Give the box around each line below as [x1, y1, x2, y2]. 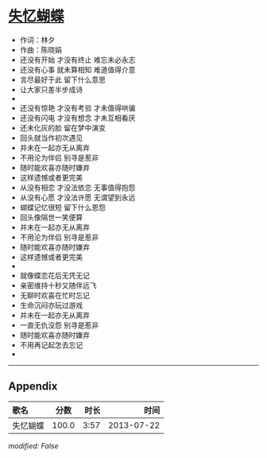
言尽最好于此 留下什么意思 [19, 75, 106, 84]
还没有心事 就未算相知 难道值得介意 [19, 64, 136, 74]
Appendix [8, 379, 58, 394]
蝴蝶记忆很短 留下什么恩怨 [19, 202, 106, 212]
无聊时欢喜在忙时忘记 [19, 290, 90, 300]
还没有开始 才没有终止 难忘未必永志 [19, 55, 136, 64]
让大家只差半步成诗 [19, 84, 83, 94]
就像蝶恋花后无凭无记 [19, 270, 90, 280]
